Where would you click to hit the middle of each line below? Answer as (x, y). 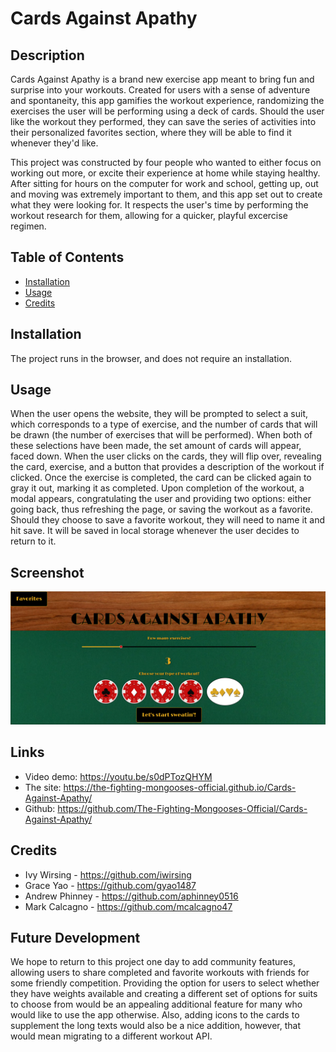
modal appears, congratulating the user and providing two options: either (161, 499)
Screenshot (47, 572)
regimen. (28, 226)
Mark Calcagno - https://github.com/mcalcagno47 (128, 906)
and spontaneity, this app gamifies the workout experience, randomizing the (167, 100)
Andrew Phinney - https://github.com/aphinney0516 (131, 896)
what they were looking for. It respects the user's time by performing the (159, 205)
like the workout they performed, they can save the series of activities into (163, 121)
